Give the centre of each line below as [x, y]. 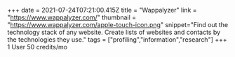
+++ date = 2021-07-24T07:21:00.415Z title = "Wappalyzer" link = [102, 10]
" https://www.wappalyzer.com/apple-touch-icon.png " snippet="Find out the [118, 25]
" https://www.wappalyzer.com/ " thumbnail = [72, 17]
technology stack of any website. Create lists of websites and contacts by [114, 32]
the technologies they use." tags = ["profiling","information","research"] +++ [117, 40]
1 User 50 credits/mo [38, 47]
